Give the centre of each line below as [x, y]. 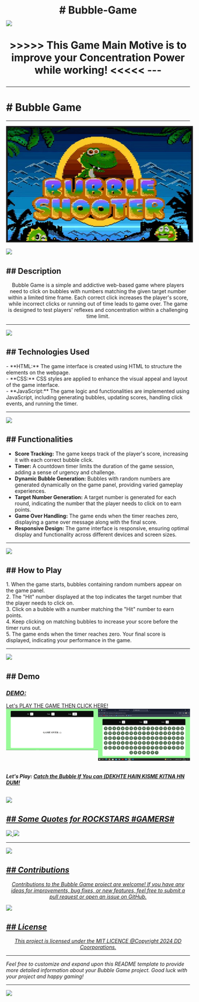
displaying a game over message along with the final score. [86, 522]
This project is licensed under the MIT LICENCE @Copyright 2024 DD [98, 941]
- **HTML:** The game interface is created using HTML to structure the [94, 366]
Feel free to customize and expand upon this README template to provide [95, 964]
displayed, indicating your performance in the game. [69, 640]
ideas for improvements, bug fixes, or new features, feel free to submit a [98, 890]
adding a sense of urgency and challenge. [65, 472]
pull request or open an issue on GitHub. [98, 897]
